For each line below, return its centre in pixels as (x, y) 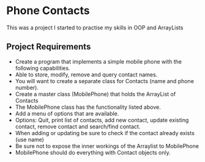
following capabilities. (43, 68)
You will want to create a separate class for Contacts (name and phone (105, 81)
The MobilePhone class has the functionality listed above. (88, 107)
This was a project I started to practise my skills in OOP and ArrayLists (95, 28)
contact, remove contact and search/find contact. (78, 127)
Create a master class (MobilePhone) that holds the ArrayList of (95, 94)
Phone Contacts (48, 11)
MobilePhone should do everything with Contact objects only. (93, 152)
